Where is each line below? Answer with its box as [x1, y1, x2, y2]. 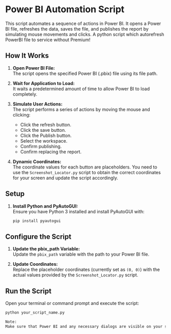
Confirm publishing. [20, 143, 62, 149]
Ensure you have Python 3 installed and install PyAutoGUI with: [12, 208, 145, 214]
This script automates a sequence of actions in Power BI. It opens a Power [5, 20, 161, 26]
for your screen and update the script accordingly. [12, 175, 119, 181]
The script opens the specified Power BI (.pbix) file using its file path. [12, 70, 158, 76]
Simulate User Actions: [12, 101, 63, 107]
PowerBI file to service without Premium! [5, 37, 91, 43]
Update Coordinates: [12, 261, 58, 267]
